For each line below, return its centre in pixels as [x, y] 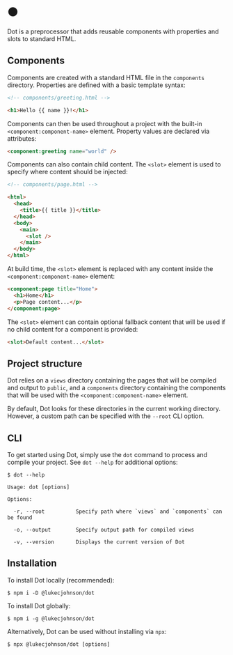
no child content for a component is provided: [73, 329]
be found [20, 518]
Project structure [45, 363]
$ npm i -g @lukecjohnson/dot [51, 618]
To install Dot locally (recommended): [61, 580]
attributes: [22, 138]
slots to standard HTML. [42, 38]
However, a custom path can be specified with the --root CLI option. [106, 416]
